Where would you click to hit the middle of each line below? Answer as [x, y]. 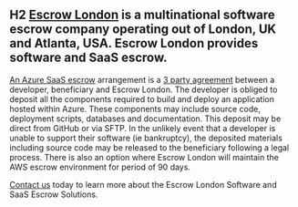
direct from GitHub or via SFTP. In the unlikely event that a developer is [143, 128]
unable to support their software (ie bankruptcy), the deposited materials [146, 138]
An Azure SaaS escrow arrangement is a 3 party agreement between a [142, 79]
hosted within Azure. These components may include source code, [135, 109]
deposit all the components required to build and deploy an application [142, 98]
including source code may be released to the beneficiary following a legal [149, 147]
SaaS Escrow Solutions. [54, 194]
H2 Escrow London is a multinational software [142, 15]
